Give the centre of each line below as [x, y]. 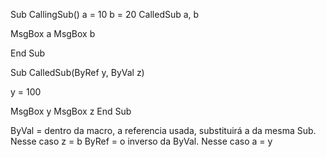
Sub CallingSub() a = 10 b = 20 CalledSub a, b [105, 14]
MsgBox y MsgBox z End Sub [71, 111]
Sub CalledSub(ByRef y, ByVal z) [77, 72]
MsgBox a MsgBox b [53, 33]
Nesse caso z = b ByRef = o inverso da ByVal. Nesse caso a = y [141, 141]
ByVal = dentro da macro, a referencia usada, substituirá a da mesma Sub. [163, 130]
